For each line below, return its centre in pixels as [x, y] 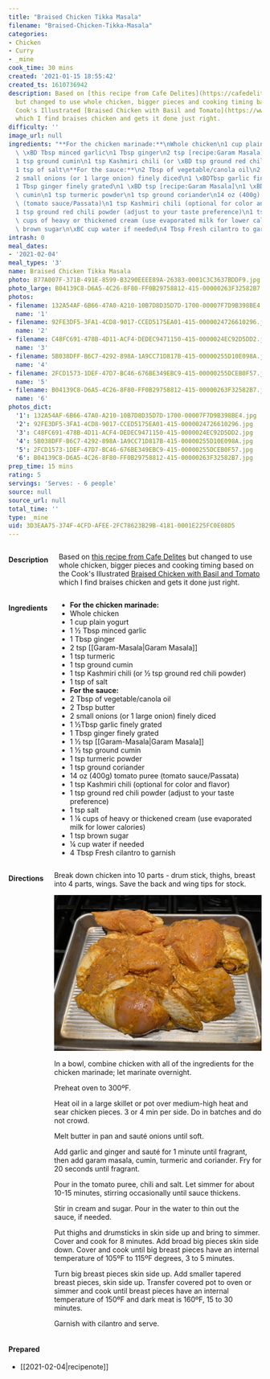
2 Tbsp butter [92, 708]
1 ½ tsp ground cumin [105, 750]
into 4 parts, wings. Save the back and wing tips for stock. [150, 884]
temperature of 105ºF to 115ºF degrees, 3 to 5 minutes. [144, 1258]
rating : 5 [25, 475]
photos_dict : [30, 407]
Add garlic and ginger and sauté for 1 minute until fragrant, [150, 1151]
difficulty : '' [34, 127]
